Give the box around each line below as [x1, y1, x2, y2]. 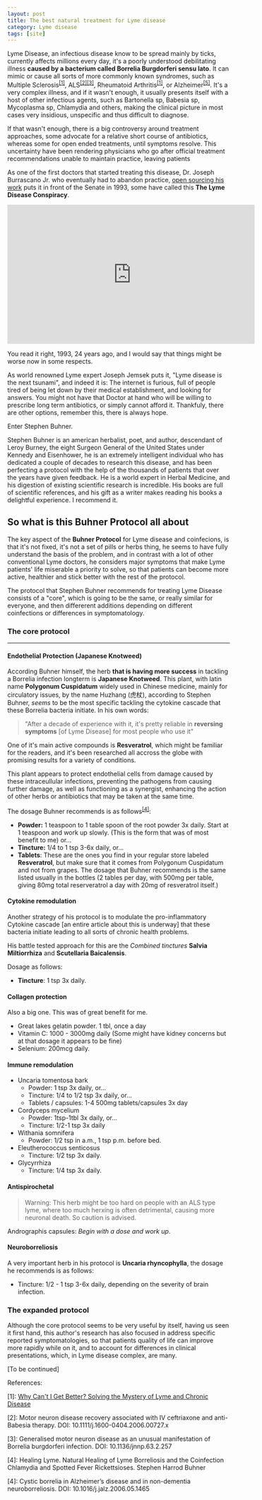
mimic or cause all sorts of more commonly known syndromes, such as [7, 72, 215, 81]
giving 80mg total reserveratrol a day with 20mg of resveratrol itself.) [17, 880, 219, 889]
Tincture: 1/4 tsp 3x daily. [28, 1167, 102, 1175]
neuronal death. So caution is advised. [24, 1213, 136, 1222]
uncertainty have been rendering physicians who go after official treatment [7, 146, 225, 155]
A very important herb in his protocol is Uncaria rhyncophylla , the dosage [7, 1258, 224, 1267]
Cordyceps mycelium [17, 1106, 80, 1115]
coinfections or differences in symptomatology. [7, 608, 145, 617]
